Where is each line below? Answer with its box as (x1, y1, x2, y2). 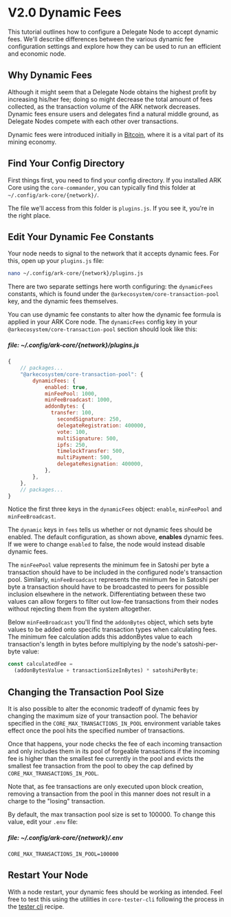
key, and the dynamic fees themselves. (8, 297, 119, 306)
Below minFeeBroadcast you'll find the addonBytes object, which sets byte (8, 618, 214, 626)
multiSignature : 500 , (56, 435, 119, 442)
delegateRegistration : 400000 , (56, 422, 147, 429)
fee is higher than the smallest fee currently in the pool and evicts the (8, 755, 204, 763)
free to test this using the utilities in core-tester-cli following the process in (8, 895, 224, 903)
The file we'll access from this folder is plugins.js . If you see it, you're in (8, 204, 214, 212)
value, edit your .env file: (8, 818, 78, 826)
